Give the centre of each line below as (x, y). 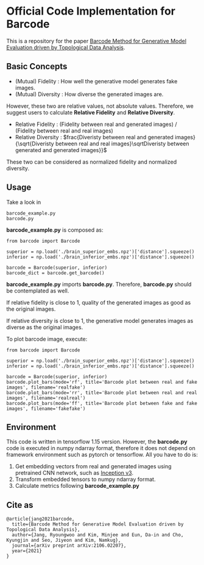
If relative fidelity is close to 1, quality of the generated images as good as (99, 302)
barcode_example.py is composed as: (55, 230)
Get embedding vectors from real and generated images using (93, 466)
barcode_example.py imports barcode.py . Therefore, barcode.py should (99, 284)
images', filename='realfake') (46, 387)
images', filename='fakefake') (46, 409)
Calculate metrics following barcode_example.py (77, 486)
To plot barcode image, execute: (47, 339)
